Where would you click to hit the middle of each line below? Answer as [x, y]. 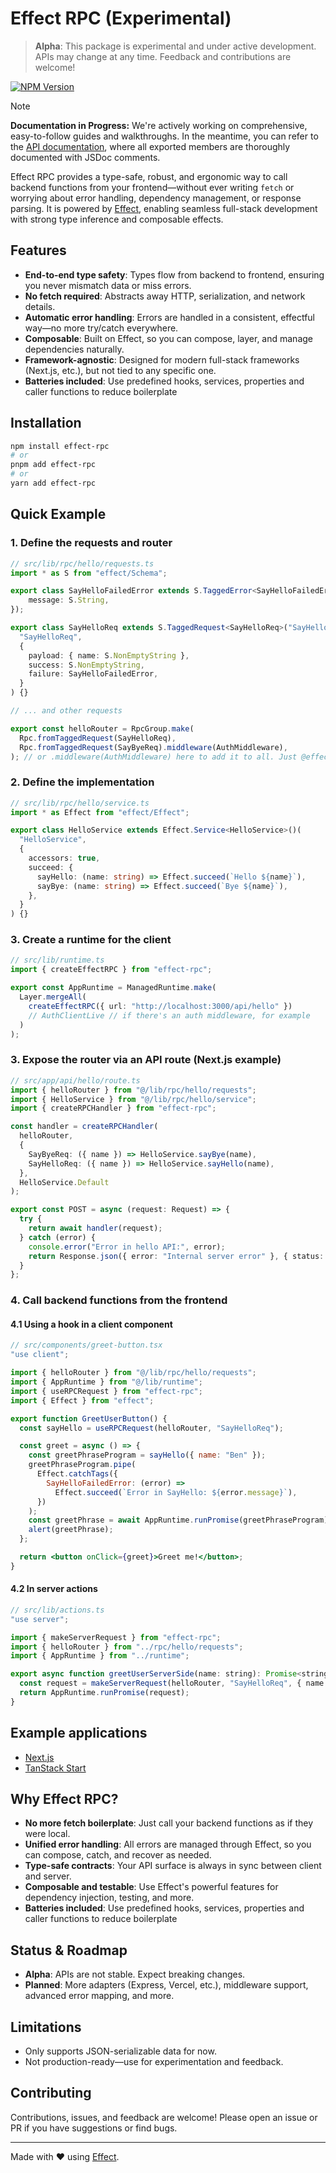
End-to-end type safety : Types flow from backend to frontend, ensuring [174, 274]
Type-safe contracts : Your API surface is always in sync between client [173, 1866]
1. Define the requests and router [91, 543]
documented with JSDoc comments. [85, 157]
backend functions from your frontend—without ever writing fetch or [152, 187]
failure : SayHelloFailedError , [93, 674]
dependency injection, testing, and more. [109, 1898]
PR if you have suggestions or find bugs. [94, 2128]
